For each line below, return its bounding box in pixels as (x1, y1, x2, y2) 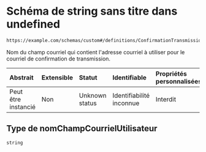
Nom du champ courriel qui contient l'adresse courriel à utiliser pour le (6, 48, 185, 56)
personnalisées (155, 77, 202, 85)
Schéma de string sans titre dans (6, 4, 178, 18)
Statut (78, 73, 97, 82)
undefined (6, 17, 60, 31)
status (78, 99, 97, 107)
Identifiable (112, 73, 147, 82)
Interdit (155, 95, 177, 103)
